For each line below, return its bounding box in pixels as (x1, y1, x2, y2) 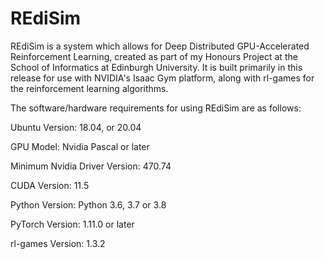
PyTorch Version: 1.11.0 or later (10, 218, 135, 230)
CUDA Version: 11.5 (10, 179, 90, 191)
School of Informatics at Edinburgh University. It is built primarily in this (10, 61, 303, 73)
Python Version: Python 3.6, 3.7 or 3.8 (10, 198, 167, 211)
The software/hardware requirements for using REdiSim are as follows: (10, 102, 302, 114)
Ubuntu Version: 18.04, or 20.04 (10, 121, 142, 133)
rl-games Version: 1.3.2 (10, 237, 106, 249)
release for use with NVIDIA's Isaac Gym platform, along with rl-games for (10, 72, 315, 84)
